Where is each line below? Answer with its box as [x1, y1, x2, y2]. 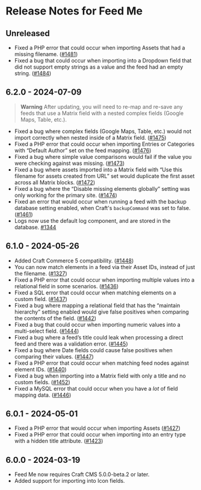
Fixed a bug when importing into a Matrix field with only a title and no [14, 372, 186, 379]
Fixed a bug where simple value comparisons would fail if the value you [14, 153, 192, 160]
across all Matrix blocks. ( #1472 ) [14, 179, 96, 186]
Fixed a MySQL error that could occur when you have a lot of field [14, 385, 178, 392]
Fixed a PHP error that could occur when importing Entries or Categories [14, 140, 195, 147]
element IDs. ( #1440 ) [14, 365, 67, 373]
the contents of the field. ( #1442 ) [14, 314, 97, 321]
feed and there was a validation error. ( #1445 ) [14, 340, 128, 347]
